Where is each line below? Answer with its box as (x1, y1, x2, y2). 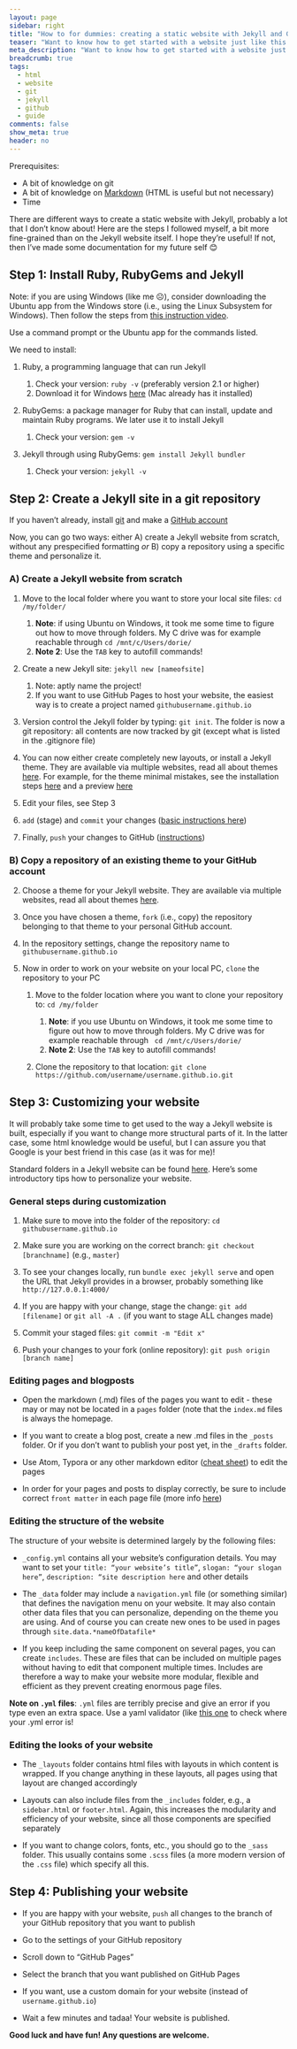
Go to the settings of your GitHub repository (21, 1934, 183, 1945)
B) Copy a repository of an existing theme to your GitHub (9, 854, 257, 866)
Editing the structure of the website (9, 1515, 165, 1527)
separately (21, 1823, 61, 1833)
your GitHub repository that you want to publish (21, 1917, 196, 1928)
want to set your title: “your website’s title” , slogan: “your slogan (21, 1562, 283, 1572)
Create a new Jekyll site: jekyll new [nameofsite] (21, 663, 205, 673)
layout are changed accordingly (21, 1777, 138, 1788)
